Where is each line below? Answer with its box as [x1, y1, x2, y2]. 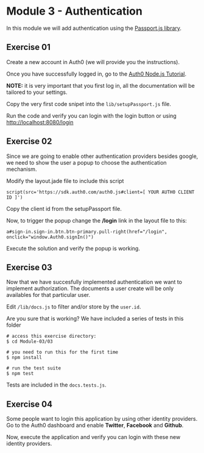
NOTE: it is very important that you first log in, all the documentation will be [6, 82, 195, 89]
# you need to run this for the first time [6, 349, 119, 355]
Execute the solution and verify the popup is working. [6, 244, 140, 252]
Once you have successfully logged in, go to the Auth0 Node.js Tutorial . [6, 70, 187, 77]
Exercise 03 [6, 262, 53, 273]
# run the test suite [6, 365, 62, 371]
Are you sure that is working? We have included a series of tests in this [6, 315, 184, 323]
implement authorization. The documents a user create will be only [6, 285, 174, 292]
